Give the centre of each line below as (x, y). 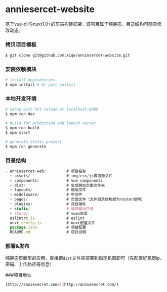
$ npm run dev (20, 114)
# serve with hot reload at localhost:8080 (52, 110)
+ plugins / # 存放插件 (48, 204)
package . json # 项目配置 (48, 228)
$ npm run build (22, 128)
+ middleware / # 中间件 (46, 195)
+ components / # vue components (56, 180)
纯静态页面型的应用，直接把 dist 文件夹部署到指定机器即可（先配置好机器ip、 (85, 258)
